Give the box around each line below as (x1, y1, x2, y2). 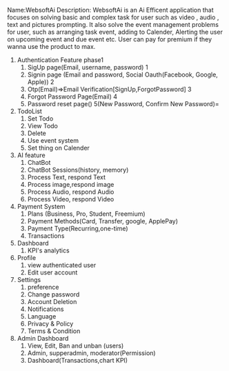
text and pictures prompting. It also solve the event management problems (7, 21, 219, 28)
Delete (27, 129, 47, 137)
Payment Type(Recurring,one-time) (27, 224, 129, 232)
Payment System (17, 203, 66, 210)
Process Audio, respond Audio (27, 188, 114, 196)
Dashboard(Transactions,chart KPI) (27, 357, 128, 364)
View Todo (27, 122, 59, 130)
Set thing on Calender (27, 144, 90, 152)
